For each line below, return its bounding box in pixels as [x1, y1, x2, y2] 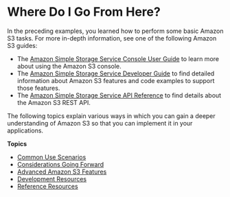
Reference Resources [16, 182, 78, 190]
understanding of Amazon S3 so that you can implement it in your [7, 119, 193, 127]
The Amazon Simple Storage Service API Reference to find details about [16, 91, 222, 100]
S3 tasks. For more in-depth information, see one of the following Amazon [7, 34, 217, 42]
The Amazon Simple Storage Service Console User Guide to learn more [16, 54, 220, 62]
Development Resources [16, 174, 87, 183]
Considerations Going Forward [16, 160, 104, 168]
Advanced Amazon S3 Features [16, 167, 107, 176]
